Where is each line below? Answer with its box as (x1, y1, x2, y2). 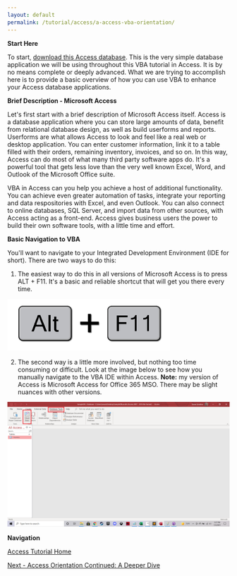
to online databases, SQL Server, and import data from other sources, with (7, 206, 224, 214)
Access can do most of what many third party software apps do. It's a (7, 155, 210, 164)
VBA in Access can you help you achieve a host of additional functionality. (7, 183, 223, 192)
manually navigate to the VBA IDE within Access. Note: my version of (17, 372, 219, 381)
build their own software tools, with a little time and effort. (7, 221, 175, 229)
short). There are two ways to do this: (7, 256, 116, 264)
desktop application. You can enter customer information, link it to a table (7, 140, 221, 148)
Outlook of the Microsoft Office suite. (7, 170, 116, 178)
